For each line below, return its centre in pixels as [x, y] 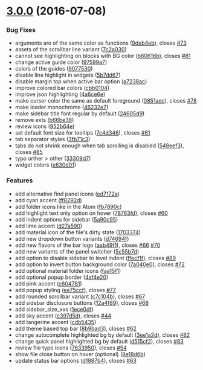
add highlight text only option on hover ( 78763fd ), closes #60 [91, 213]
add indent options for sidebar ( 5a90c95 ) [66, 219]
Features [20, 180]
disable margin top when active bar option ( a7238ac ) [81, 81]
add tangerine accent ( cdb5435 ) [56, 322]
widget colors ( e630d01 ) [46, 165]
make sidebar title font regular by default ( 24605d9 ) [80, 113]
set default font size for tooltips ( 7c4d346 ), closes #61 [82, 133]
